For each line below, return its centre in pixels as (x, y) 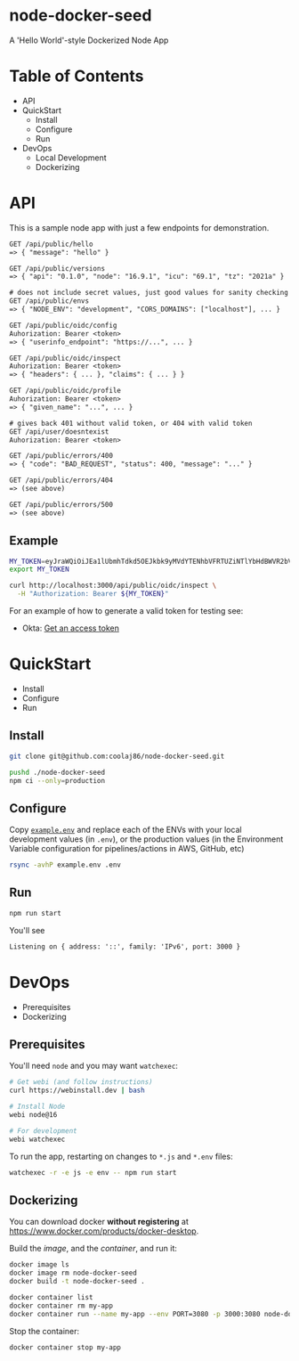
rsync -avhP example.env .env (65, 865)
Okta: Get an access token (71, 628)
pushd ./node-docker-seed (57, 772)
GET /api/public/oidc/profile (65, 391)
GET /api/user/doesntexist (59, 432)
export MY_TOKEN (39, 570)
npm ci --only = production (57, 780)
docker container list (51, 1297)
